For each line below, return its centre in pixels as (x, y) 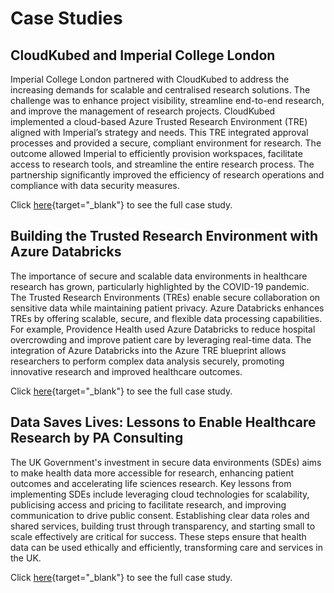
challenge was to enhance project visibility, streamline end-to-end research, (167, 100)
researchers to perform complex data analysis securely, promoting (147, 361)
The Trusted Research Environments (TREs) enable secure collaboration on (165, 297)
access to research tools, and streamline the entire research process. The (162, 164)
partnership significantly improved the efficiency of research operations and (167, 175)
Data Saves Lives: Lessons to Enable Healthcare (163, 422)
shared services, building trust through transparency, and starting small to (163, 526)
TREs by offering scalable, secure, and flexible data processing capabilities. (166, 318)
